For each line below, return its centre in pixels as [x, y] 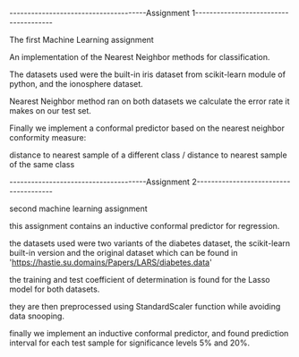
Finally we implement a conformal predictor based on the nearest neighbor [147, 128]
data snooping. [37, 316]
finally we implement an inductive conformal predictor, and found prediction [149, 333]
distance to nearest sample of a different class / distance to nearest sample [149, 155]
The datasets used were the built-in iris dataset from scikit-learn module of [148, 74]
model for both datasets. [55, 289]
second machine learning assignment [78, 208]
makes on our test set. [51, 110]
